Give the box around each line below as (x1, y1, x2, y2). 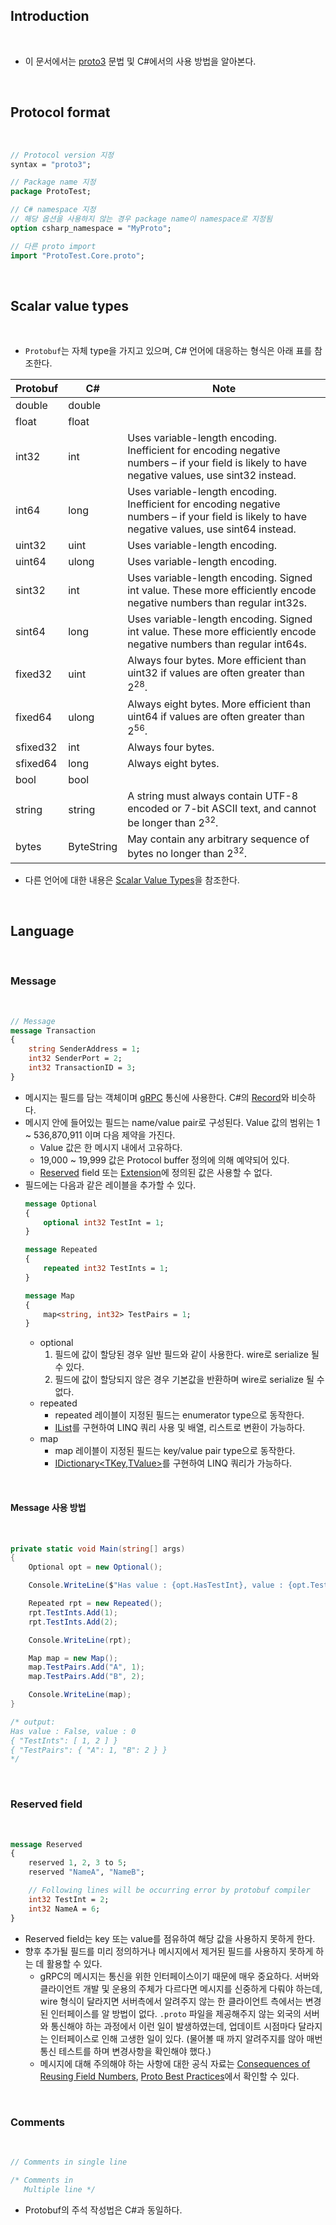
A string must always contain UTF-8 (127, 789, 299, 803)
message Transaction (10, 1025, 97, 1036)
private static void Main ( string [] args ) (10, 1544, 186, 1554)
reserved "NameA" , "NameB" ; (28, 1867, 145, 1878)
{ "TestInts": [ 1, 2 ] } (10, 1735, 118, 1746)
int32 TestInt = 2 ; (28, 1894, 110, 1904)
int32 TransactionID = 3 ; (28, 1063, 137, 1073)
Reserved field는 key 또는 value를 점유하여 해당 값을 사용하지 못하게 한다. (24, 1932, 316, 1944)
